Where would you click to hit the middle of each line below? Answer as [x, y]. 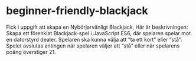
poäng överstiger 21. [31, 52]
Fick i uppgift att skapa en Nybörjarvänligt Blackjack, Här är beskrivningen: [97, 27]
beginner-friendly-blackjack [77, 11]
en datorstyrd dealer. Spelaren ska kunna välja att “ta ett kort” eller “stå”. [94, 39]
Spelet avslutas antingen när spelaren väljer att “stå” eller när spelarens [93, 46]
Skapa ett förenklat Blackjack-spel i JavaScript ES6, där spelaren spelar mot [99, 33]
